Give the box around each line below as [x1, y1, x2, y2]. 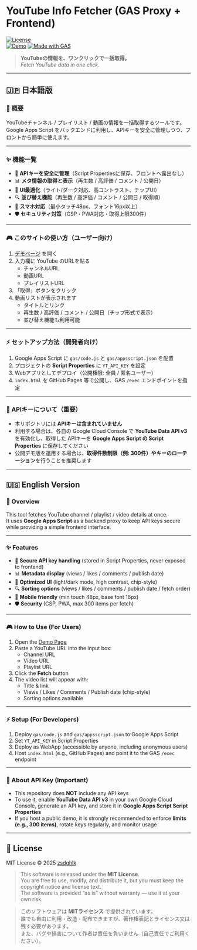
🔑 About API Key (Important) [6, 776, 89, 785]
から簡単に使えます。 [21, 134, 73, 141]
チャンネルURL [23, 265, 60, 272]
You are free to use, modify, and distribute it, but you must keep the [20, 876, 184, 884]
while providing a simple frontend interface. [6, 523, 111, 531]
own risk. [20, 895, 43, 902]
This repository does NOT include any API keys [14, 789, 129, 796]
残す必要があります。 [20, 922, 72, 929]
